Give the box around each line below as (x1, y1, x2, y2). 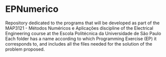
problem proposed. (5, 46, 45, 52)
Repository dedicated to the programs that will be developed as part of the (5, 20, 160, 26)
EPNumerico (5, 3, 59, 15)
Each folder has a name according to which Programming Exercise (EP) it (5, 36, 157, 42)
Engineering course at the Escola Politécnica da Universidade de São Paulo (5, 30, 161, 36)
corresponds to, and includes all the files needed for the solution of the (5, 41, 152, 47)
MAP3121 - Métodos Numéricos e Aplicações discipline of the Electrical (5, 25, 153, 31)
